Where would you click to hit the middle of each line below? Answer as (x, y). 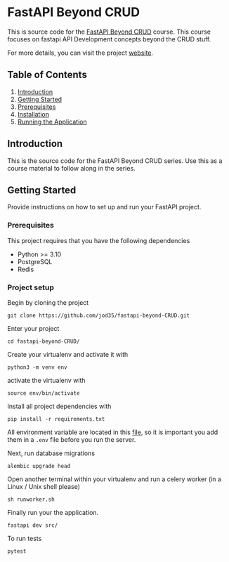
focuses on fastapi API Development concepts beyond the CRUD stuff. (109, 39)
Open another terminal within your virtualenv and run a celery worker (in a (114, 479)
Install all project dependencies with (59, 406)
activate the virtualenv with (46, 380)
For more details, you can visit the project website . (80, 53)
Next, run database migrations (51, 453)
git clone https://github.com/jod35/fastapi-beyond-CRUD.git (99, 315)
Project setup (31, 287)
